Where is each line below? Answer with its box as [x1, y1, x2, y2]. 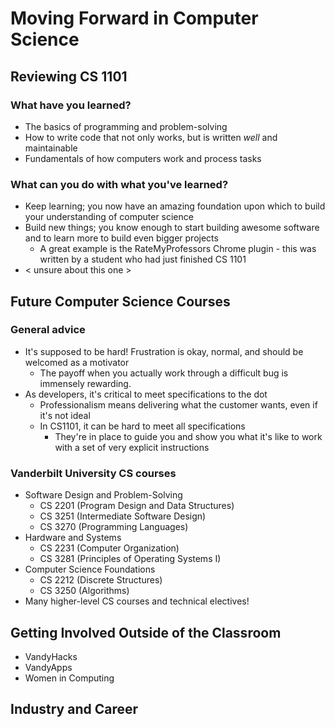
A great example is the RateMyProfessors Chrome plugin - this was [39, 243, 317, 255]
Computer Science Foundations [24, 563, 156, 576]
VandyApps [24, 661, 73, 673]
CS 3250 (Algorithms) [39, 585, 130, 597]
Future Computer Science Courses [10, 293, 231, 310]
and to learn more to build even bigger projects [24, 232, 219, 244]
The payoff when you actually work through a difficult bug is [39, 367, 289, 379]
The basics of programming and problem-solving [24, 120, 228, 132]
